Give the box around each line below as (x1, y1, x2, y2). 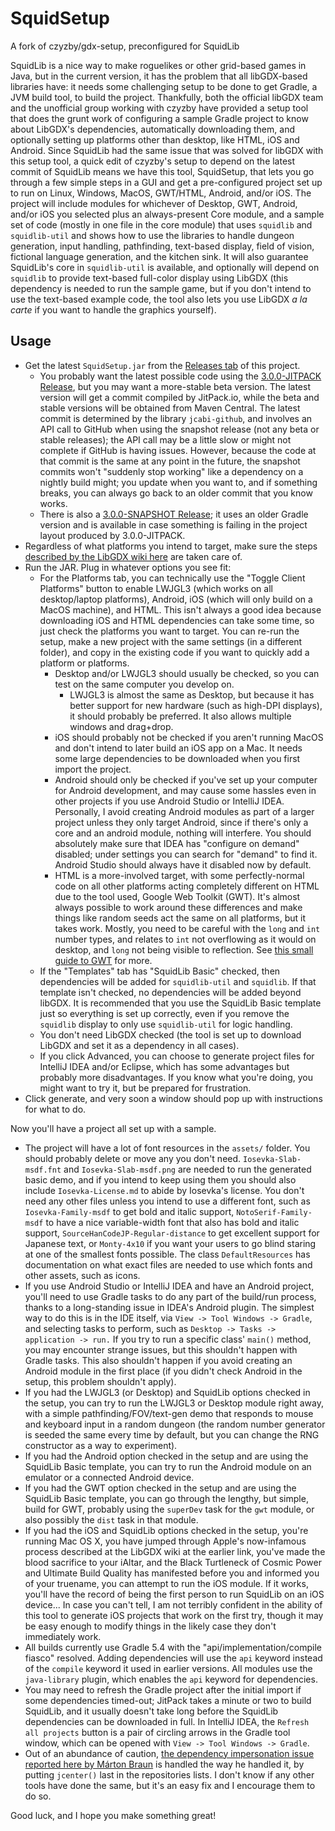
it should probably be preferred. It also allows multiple (69, 710, 292, 722)
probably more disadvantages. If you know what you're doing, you (39, 1071, 313, 1083)
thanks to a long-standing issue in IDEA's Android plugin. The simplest (24, 1301, 315, 1313)
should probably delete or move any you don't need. (24, 1152, 242, 1164)
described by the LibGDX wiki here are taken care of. (24, 550, 243, 562)
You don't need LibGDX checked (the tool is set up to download (39, 1028, 302, 1041)
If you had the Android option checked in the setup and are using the (24, 1450, 309, 1462)
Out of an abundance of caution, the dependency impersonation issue (24, 1747, 315, 1759)
